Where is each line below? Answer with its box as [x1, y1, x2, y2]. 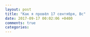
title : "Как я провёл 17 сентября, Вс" [5, 12, 86, 16]
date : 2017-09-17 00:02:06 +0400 [5, 16, 73, 21]
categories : [5, 25, 29, 30]
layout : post [5, 7, 32, 12]
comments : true [5, 20, 36, 25]
